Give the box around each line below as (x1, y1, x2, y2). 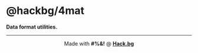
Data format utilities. (6, 23, 58, 30)
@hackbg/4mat (6, 4, 85, 17)
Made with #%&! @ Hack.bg (64, 40, 134, 47)
